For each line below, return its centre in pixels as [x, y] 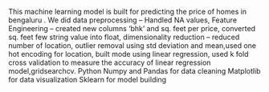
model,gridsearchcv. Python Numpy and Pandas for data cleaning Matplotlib [134, 71]
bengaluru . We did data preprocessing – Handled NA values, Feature [123, 20]
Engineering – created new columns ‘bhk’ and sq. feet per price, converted [132, 28]
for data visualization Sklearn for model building [88, 80]
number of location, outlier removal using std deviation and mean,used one [132, 46]
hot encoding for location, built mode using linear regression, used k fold [128, 54]
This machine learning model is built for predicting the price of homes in [128, 12]
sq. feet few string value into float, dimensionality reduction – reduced [124, 37]
